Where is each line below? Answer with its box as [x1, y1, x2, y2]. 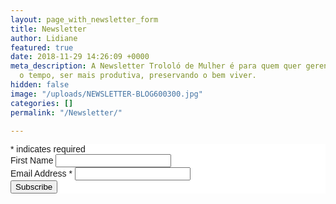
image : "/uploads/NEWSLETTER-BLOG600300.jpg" [10, 89, 203, 99]
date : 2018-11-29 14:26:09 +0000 [10, 52, 150, 62]
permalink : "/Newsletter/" [10, 107, 123, 118]
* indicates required [10, 144, 86, 155]
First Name [10, 155, 54, 166]
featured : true [10, 42, 74, 53]
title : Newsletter [10, 24, 87, 34]
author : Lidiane [10, 33, 78, 43]
